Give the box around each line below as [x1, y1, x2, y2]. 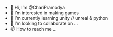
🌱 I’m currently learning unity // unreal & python [10, 15, 108, 21]
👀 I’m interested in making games [10, 10, 79, 16]
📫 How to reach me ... [10, 26, 57, 32]
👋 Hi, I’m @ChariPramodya [10, 5, 65, 10]
